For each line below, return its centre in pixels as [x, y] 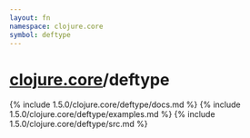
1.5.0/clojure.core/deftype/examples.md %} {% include [112, 114]
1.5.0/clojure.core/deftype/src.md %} [79, 124]
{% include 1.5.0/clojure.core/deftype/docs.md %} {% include [125, 104]
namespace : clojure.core [56, 26]
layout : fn [30, 18]
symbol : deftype [40, 34]
